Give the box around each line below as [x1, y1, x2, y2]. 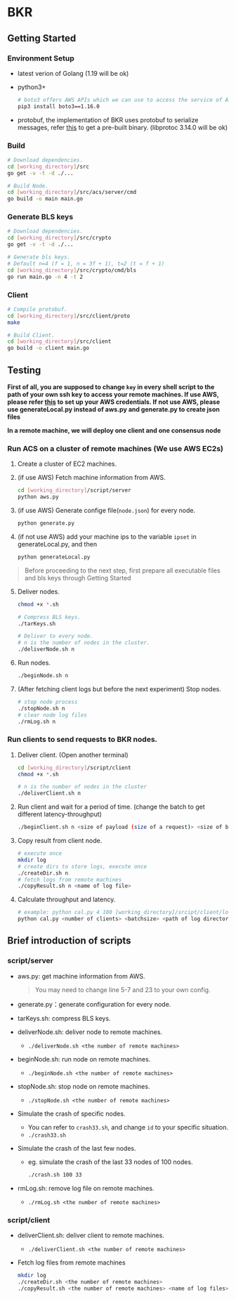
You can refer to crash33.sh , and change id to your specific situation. [27, 1123, 228, 1131]
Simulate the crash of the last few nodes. [17, 1144, 136, 1152]
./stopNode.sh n [17, 705, 65, 712]
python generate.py [17, 520, 75, 527]
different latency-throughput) [17, 810, 102, 818]
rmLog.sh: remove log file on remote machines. [17, 1184, 155, 1192]
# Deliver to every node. [17, 633, 93, 640]
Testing [7, 364, 41, 376]
